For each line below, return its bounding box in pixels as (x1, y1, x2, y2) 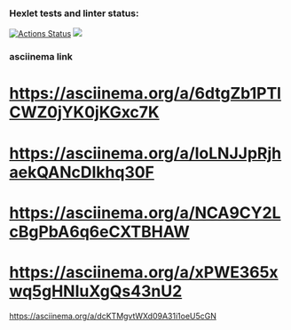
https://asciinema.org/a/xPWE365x (9, 262, 279, 282)
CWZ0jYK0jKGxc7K (9, 102, 160, 123)
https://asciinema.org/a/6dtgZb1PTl (9, 84, 282, 104)
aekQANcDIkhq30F (9, 162, 155, 182)
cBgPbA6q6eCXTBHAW (9, 221, 191, 242)
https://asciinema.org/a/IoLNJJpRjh (9, 143, 282, 163)
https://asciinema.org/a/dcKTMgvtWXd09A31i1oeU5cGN (9, 310, 217, 321)
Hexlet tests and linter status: (9, 7, 139, 20)
